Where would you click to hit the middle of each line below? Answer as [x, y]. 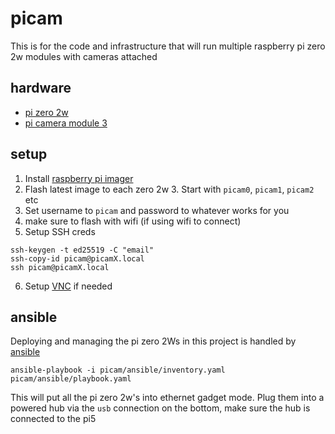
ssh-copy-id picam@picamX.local [77, 258]
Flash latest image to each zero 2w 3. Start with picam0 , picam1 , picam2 [169, 189]
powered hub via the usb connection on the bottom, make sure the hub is [160, 408]
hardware [41, 88]
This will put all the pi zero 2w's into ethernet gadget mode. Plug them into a [167, 398]
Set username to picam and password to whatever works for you [157, 210]
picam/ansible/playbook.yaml [71, 379]
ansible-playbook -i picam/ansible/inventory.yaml [118, 370]
